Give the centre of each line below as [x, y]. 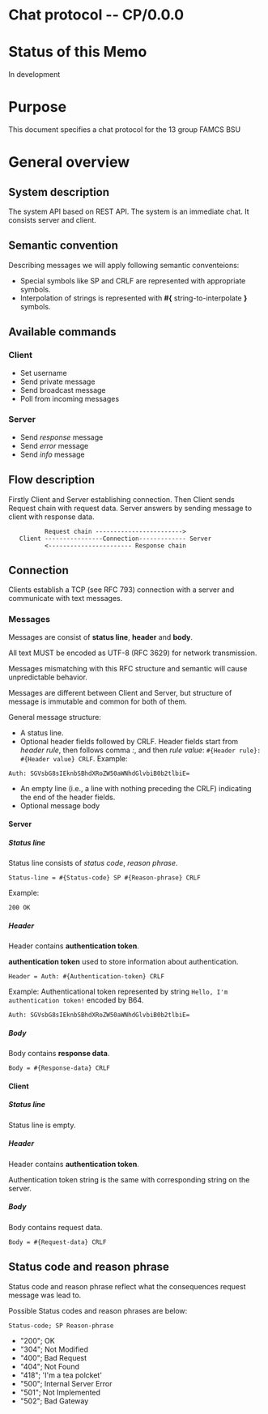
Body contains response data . [59, 1054]
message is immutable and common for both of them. [98, 701]
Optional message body [60, 805]
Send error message [54, 445]
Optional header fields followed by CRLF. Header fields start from [129, 741]
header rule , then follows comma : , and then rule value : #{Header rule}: [140, 750]
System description [59, 192]
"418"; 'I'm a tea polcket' [61, 1375]
